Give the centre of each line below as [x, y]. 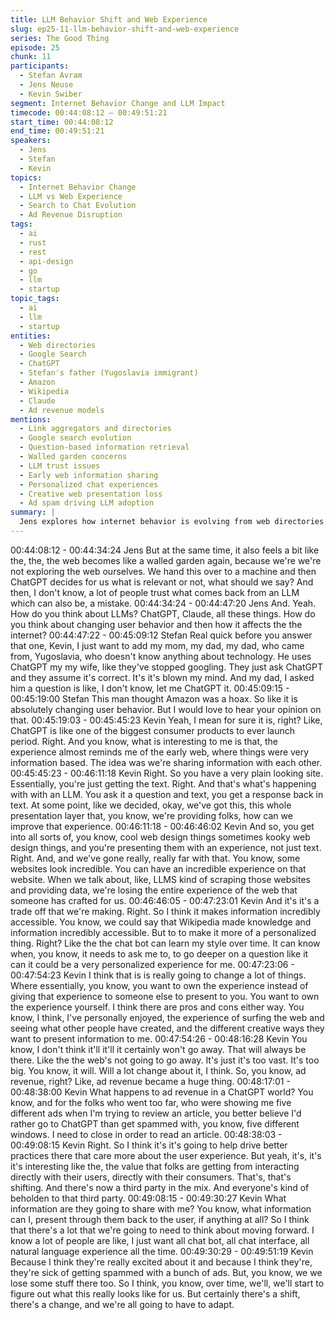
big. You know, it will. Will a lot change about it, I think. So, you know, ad [158, 1070]
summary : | [33, 512]
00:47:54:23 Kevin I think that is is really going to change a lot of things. [158, 975]
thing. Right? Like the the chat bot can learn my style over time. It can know [165, 943]
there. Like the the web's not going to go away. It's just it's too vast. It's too [165, 1060]
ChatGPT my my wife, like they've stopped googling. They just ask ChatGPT [166, 667]
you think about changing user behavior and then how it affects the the [156, 624]
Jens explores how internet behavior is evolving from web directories [172, 522]
